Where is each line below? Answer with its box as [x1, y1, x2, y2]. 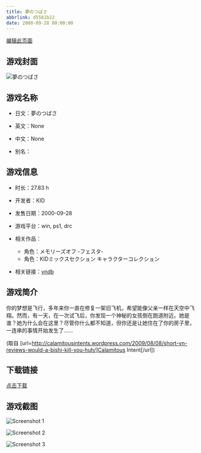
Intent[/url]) [126, 346, 156, 354]
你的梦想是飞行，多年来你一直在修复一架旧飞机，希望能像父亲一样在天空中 [6, 304, 190, 312]
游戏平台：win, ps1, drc [14, 222, 73, 229]
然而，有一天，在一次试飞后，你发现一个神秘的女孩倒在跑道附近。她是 [16, 312, 190, 319]
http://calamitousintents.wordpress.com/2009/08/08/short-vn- [32, 339, 187, 346]
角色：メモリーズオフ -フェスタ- [23, 247, 103, 255]
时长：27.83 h [14, 184, 49, 191]
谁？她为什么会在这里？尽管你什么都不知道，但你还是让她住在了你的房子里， [6, 319, 195, 327]
